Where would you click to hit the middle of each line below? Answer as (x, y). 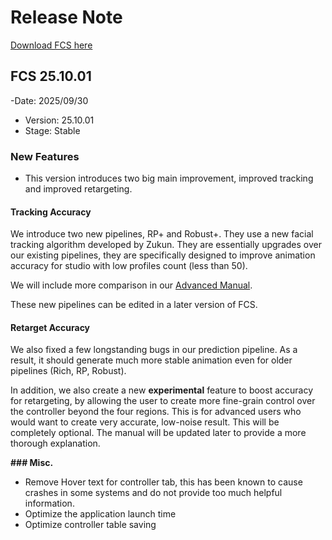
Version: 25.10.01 (59, 120)
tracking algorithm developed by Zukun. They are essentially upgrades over (166, 245)
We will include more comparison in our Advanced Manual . (131, 285)
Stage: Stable (52, 130)
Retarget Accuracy (50, 327)
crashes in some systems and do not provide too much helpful (153, 493)
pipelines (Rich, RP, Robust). (68, 371)
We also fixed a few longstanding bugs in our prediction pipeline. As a (154, 350)
